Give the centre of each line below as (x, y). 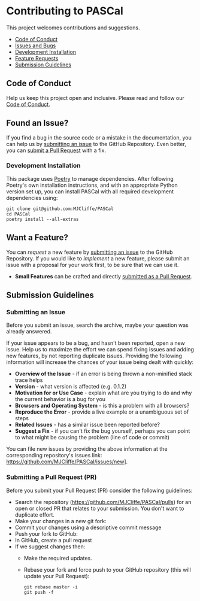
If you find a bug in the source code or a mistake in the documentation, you (99, 137)
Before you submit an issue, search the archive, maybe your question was (97, 325)
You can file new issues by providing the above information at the (87, 449)
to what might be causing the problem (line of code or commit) (92, 438)
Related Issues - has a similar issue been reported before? (87, 425)
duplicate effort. (35, 515)
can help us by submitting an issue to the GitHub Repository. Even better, (96, 144)
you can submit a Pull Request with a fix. (56, 150)
